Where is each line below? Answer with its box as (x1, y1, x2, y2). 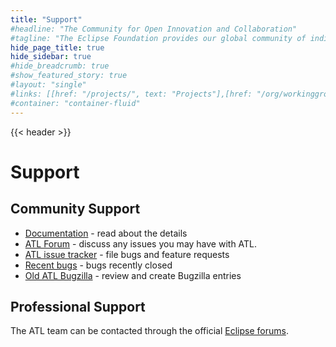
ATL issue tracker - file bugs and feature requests (24, 248, 230, 260)
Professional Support (10, 298, 146, 315)
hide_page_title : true (10, 42, 105, 53)
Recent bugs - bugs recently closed (24, 259, 173, 271)
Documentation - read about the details (24, 227, 188, 239)
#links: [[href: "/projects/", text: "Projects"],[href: (10, 89, 253, 99)
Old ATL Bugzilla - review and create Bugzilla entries (24, 269, 242, 281)
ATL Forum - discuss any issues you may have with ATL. (24, 237, 258, 250)
